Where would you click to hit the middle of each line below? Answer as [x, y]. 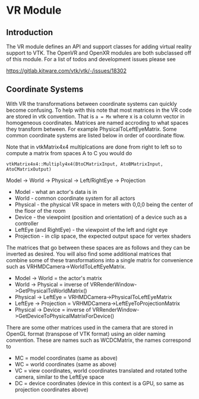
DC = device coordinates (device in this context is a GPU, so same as [99, 383]
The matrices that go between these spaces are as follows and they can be [98, 247]
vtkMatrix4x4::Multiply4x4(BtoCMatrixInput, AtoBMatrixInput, [85, 164]
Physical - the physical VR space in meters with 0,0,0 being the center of [104, 204]
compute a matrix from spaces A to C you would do [69, 153]
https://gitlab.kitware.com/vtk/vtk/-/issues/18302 [66, 71]
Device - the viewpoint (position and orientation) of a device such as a [101, 217]
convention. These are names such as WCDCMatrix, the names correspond [99, 340]
